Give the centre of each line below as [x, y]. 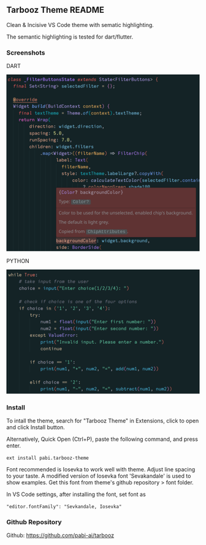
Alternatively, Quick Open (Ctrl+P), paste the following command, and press [102, 439]
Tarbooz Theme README [55, 10]
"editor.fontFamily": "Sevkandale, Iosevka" [64, 506]
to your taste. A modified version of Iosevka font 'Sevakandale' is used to [99, 476]
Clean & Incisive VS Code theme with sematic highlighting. [80, 25]
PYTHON [18, 261]
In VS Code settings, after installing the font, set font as [76, 494]
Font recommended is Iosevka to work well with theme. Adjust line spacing [101, 469]
